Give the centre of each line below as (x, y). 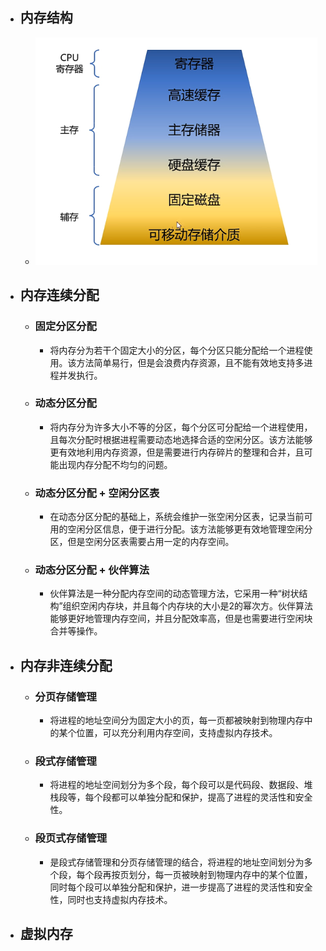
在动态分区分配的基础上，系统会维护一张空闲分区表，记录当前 (177, 517)
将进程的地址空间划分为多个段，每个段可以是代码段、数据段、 (177, 785)
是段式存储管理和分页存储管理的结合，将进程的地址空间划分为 (177, 862)
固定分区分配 (65, 326)
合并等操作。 (76, 631)
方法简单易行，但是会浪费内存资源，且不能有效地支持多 (190, 362)
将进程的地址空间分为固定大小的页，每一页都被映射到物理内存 (177, 720)
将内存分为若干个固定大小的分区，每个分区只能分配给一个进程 (177, 350)
